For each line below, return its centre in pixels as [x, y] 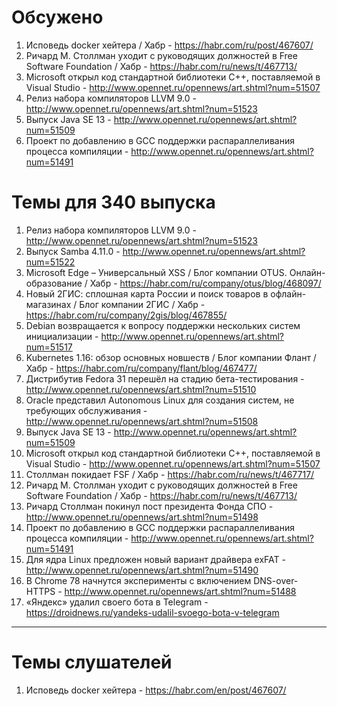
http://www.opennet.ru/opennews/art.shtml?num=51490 [142, 570]
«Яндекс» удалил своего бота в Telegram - [117, 602]
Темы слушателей [92, 662]
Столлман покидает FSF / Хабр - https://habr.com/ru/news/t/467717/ [170, 474]
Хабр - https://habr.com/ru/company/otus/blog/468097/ [205, 283]
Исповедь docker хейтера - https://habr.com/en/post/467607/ [156, 690]
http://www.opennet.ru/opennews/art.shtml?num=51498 [142, 517]
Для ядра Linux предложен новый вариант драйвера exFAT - [155, 559]
